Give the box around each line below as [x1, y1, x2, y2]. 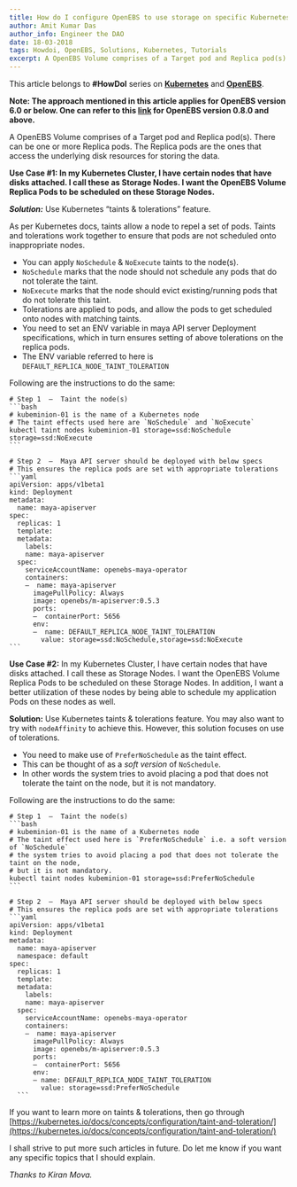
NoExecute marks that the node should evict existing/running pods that [21, 285, 278, 295]
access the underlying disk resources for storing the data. [9, 151, 220, 160]
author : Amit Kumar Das [9, 21, 97, 30]
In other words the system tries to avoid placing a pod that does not [21, 769, 269, 778]
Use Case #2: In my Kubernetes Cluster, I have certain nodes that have [9, 659, 268, 669]
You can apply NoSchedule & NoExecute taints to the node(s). [21, 257, 239, 267]
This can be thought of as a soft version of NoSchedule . [21, 759, 221, 769]
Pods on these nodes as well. [9, 697, 117, 707]
